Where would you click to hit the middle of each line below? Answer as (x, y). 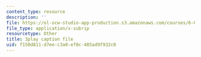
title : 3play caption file (40, 39)
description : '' (26, 17)
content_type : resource (36, 12)
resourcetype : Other (32, 34)
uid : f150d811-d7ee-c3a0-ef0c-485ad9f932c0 (61, 45)
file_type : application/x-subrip (48, 28)
